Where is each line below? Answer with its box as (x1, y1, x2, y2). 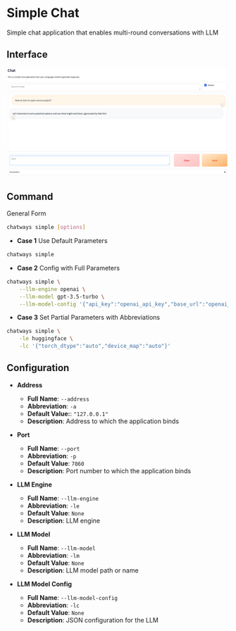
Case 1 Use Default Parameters (16, 237, 108, 244)
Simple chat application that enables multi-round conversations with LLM (6, 28, 219, 37)
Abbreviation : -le (27, 501, 80, 510)
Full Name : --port (27, 444, 80, 452)
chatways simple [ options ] (6, 224, 86, 231)
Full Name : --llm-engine (27, 494, 99, 502)
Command (6, 190, 54, 202)
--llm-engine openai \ (19, 285, 86, 293)
